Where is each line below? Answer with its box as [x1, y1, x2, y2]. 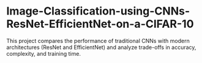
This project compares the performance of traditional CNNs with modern [6, 37, 190, 44]
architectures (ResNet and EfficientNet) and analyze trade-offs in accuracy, [6, 44, 196, 51]
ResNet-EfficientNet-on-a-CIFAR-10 [6, 17, 194, 31]
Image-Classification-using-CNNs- [6, 4, 190, 18]
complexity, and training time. [6, 50, 81, 57]
